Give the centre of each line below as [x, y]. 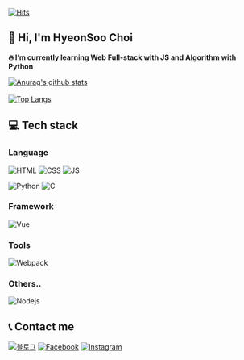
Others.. [25, 284]
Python [21, 66]
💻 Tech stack [43, 126]
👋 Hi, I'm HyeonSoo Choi [70, 38]
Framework [31, 207]
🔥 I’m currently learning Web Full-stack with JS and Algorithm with [122, 57]
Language [29, 153]
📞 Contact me [41, 327]
